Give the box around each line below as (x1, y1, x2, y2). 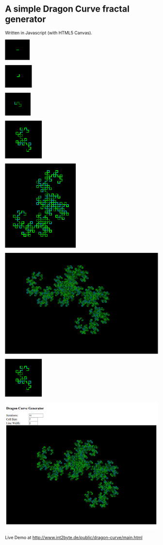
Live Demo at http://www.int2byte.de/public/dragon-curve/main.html (5, 535, 143, 541)
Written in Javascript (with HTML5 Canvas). (5, 30, 93, 35)
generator (5, 14, 46, 25)
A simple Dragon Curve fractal (5, 3, 130, 15)
